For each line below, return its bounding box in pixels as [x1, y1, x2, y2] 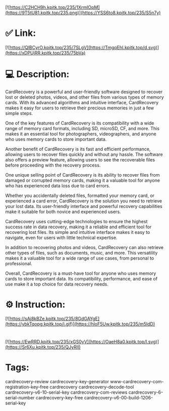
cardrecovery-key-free [35, 394, 83, 400]
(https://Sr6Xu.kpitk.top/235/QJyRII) [5, 344, 81, 350]
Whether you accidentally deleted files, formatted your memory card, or [5, 192, 155, 198]
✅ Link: [5, 27, 36, 39]
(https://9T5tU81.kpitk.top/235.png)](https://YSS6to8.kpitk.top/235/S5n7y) [5, 10, 161, 16]
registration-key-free [5, 384, 49, 390]
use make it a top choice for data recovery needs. [5, 281, 108, 287]
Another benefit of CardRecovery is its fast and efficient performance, [5, 146, 151, 152]
